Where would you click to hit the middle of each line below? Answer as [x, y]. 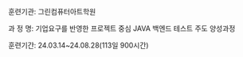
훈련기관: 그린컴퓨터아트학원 [52, 11]
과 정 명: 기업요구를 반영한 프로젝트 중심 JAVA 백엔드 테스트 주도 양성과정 [122, 28]
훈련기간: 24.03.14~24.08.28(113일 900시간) [78, 45]
